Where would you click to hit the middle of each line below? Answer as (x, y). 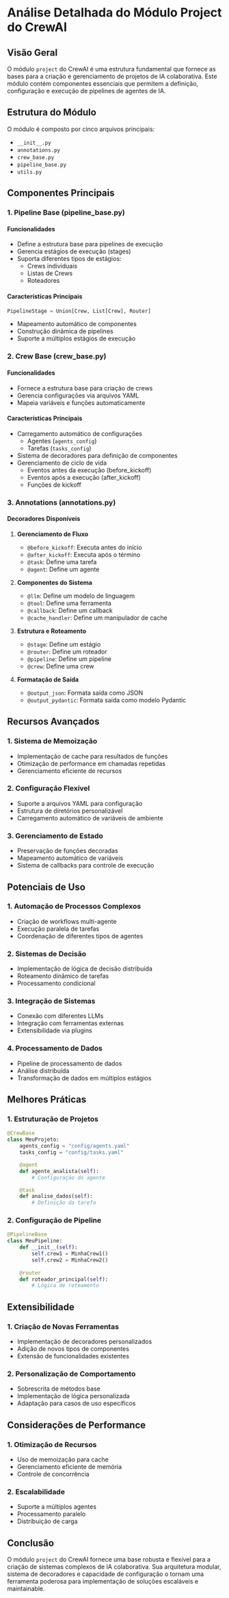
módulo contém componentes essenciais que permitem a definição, (103, 83)
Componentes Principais (61, 193)
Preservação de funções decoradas (67, 851)
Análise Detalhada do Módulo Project (114, 13)
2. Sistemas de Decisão (47, 953)
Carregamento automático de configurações (79, 433)
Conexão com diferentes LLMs (60, 1016)
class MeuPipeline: (35, 1241)
